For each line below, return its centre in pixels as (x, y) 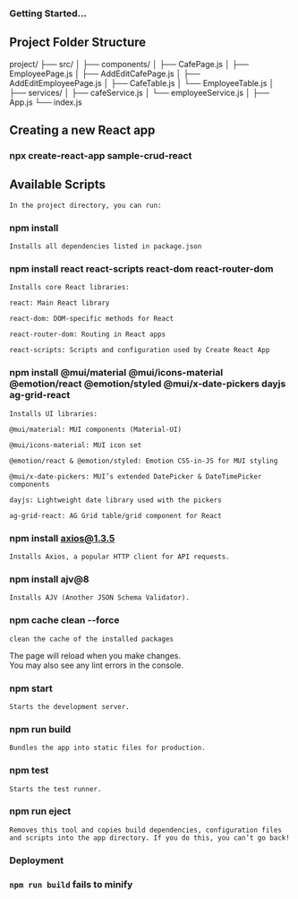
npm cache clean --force (64, 620)
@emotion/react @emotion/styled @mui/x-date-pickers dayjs (148, 384)
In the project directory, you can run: (86, 205)
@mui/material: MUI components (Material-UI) (95, 429)
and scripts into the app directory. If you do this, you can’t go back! (150, 838)
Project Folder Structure (78, 43)
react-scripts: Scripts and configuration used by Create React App (140, 350)
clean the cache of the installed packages (92, 639)
